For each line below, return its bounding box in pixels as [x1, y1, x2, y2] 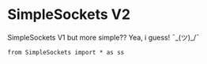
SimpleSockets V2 [7, 6, 131, 24]
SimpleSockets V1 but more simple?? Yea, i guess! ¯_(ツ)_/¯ [7, 32, 200, 42]
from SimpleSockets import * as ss [7, 48, 125, 56]
